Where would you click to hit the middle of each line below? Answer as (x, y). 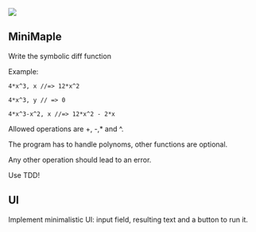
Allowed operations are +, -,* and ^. (66, 128)
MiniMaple (35, 37)
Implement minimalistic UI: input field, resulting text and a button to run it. (128, 219)
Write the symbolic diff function (60, 56)
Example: (23, 71)
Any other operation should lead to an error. (80, 159)
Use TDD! (24, 175)
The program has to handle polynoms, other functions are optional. (118, 144)
